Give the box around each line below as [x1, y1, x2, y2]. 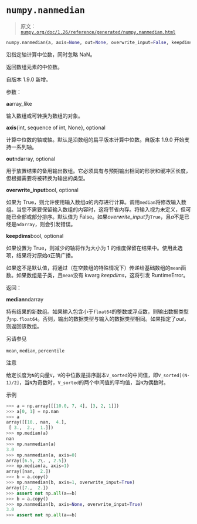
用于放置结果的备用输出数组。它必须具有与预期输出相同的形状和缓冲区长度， [6, 167, 191, 174]
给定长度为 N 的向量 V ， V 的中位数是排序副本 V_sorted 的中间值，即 [6, 371, 158, 378]
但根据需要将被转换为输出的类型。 [6, 174, 89, 182]
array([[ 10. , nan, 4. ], [6, 419, 67, 425]
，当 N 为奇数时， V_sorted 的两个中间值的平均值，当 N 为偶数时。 [19, 378, 169, 386]
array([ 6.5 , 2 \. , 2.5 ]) [6, 458, 67, 463]
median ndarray [6, 295, 44, 303]
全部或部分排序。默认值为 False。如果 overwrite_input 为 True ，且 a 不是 [16, 213, 185, 220]
